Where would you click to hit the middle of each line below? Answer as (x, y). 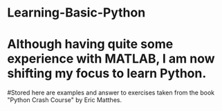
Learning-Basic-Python (76, 13)
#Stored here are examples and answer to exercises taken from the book (111, 93)
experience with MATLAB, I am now (111, 59)
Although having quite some (90, 44)
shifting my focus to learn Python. (107, 73)
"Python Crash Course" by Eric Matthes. (65, 100)
